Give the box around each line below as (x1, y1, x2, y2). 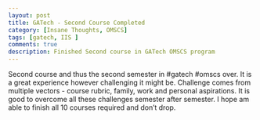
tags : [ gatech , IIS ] (8, 33, 79, 42)
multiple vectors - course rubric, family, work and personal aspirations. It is (8, 86, 251, 95)
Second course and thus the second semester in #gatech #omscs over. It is (8, 70, 252, 78)
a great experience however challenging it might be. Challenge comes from (8, 78, 251, 87)
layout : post (8, 11, 51, 20)
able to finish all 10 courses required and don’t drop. (8, 103, 176, 112)
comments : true (8, 41, 58, 49)
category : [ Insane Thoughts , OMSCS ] (8, 26, 128, 34)
